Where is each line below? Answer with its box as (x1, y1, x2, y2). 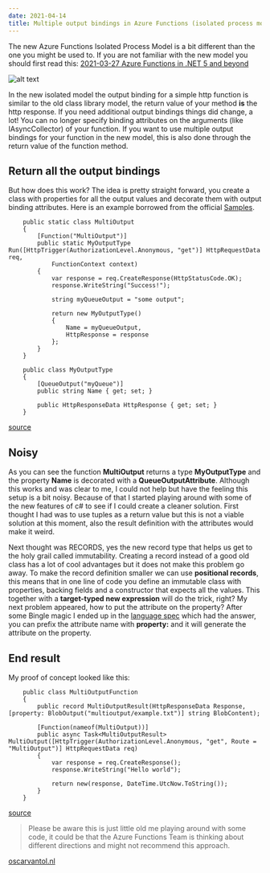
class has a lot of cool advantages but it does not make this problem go (8, 560, 245, 570)
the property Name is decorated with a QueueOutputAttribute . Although (8, 476, 250, 485)
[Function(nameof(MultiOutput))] (37, 723, 149, 731)
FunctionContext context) (51, 261, 138, 269)
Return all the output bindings (8, 164, 161, 178)
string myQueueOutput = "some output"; (51, 295, 185, 304)
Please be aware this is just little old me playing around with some (27, 823, 247, 833)
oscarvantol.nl (8, 856, 56, 866)
